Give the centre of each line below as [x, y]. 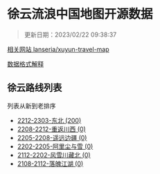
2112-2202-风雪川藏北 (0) [54, 155]
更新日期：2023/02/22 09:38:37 [70, 35]
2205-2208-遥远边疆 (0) [52, 137]
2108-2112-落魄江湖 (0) [50, 164]
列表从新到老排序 [32, 106]
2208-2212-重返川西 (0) [52, 129]
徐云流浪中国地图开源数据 [80, 14]
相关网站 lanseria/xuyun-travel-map [58, 49]
